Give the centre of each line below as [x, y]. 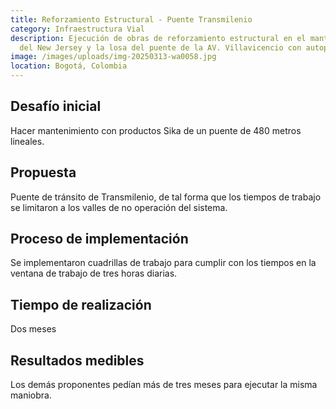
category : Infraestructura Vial [77, 29]
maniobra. [31, 395]
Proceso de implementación [99, 239]
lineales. [27, 141]
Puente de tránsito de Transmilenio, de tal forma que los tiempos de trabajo [166, 197]
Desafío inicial [56, 106]
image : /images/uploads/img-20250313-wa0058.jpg [113, 57]
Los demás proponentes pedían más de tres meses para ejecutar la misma [164, 385]
